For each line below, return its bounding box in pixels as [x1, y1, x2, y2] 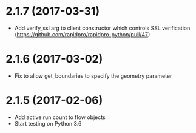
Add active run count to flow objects [14, 114, 106, 121]
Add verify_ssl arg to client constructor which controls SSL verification [14, 24, 191, 32]
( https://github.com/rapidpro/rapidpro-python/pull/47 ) [14, 30, 150, 38]
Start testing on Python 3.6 [14, 120, 82, 127]
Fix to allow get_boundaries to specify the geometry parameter [14, 72, 172, 80]
